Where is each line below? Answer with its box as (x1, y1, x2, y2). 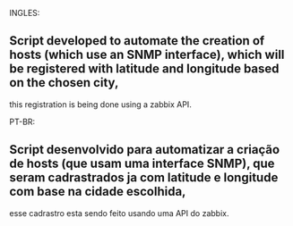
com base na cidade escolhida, (9, 184, 186, 199)
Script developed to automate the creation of (9, 33, 265, 48)
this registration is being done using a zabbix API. (9, 98, 193, 110)
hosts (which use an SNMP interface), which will (9, 47, 285, 63)
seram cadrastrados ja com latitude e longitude (9, 170, 279, 186)
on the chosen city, (9, 75, 119, 90)
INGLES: (9, 8, 40, 18)
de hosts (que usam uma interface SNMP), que (9, 156, 275, 172)
